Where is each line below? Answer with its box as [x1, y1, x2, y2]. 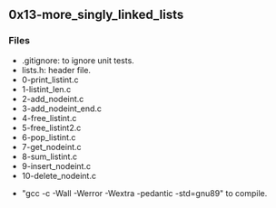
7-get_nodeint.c [21, 141, 83, 152]
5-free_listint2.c [21, 122, 82, 133]
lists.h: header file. [21, 64, 92, 75]
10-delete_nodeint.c [21, 170, 97, 181]
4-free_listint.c [21, 112, 77, 123]
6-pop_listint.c [21, 131, 76, 143]
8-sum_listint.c [21, 151, 78, 162]
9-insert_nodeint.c [21, 160, 92, 171]
